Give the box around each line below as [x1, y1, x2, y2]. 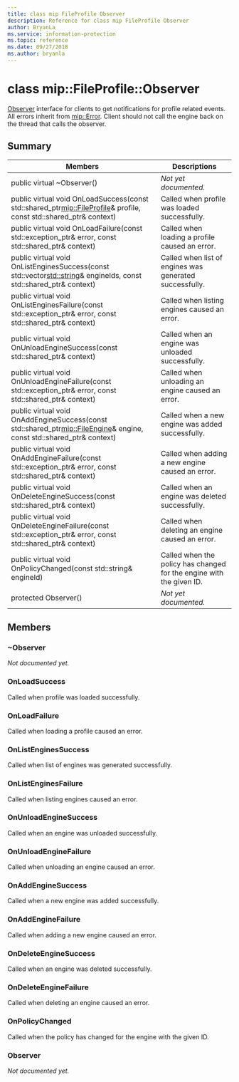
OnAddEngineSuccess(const [11, 415, 108, 425]
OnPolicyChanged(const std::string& [11, 563, 133, 573]
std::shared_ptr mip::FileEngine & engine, [11, 423, 144, 433]
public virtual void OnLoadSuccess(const [11, 194, 149, 204]
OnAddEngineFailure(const [11, 453, 102, 463]
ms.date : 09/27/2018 [7, 43, 69, 51]
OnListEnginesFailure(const [11, 300, 103, 310]
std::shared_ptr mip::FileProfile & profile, [11, 202, 141, 212]
